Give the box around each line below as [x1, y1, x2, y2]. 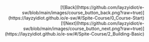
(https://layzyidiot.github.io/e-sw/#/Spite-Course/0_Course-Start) [8, 15, 144, 21]
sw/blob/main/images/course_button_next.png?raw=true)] [23, 25, 144, 31]
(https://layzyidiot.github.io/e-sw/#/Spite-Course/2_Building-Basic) [5, 31, 144, 36]
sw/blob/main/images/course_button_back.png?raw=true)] [22, 9, 144, 15]
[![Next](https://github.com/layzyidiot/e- [60, 20, 144, 26]
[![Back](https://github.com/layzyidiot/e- [60, 4, 144, 10]
